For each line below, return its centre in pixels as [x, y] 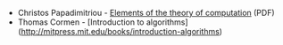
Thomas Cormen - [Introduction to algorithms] [103, 22]
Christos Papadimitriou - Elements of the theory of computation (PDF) [146, 13]
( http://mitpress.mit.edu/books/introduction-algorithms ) [120, 31]
